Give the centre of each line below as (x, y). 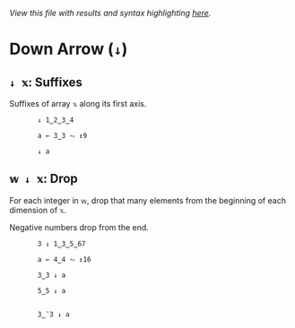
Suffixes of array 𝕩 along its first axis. (78, 104)
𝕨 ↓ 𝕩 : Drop (43, 179)
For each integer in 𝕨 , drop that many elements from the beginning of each (148, 200)
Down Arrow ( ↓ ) (69, 49)
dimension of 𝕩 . (38, 210)
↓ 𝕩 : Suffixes (46, 82)
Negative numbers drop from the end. (79, 227)
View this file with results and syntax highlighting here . (110, 13)
